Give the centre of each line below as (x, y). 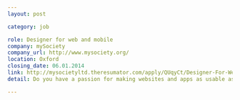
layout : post (27, 14)
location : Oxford (33, 60)
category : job (29, 27)
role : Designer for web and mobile (60, 40)
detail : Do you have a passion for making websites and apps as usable (116, 79)
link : (15, 72)
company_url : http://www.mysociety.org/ (69, 53)
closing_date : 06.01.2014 (46, 66)
